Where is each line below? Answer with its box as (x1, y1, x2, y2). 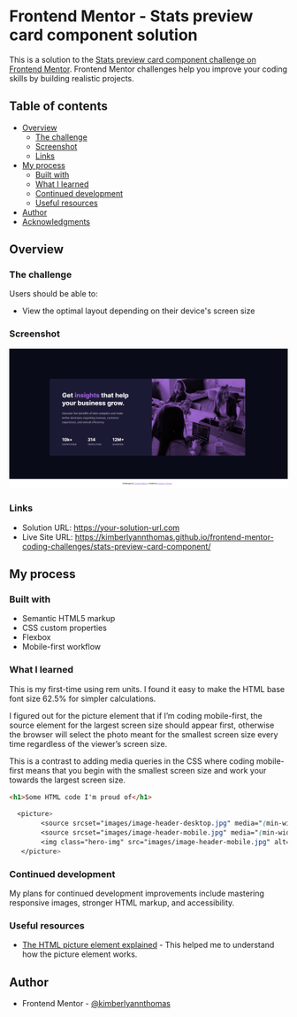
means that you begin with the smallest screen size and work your (25, 765, 267, 775)
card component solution (9, 25, 198, 45)
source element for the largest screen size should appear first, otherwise (9, 720, 275, 730)
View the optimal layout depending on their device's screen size (21, 305, 255, 316)
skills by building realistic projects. (9, 73, 134, 83)
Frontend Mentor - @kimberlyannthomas (21, 998, 171, 1009)
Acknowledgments (21, 216, 91, 227)
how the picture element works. (21, 949, 138, 959)
